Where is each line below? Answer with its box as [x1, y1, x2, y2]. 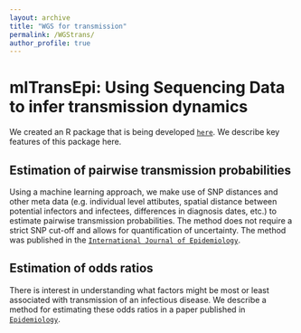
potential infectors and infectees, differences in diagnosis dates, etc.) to [9, 205, 277, 216]
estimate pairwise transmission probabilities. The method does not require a [9, 215, 293, 226]
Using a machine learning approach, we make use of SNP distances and [9, 186, 278, 197]
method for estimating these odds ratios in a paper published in [9, 304, 246, 315]
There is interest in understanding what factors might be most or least [9, 284, 269, 295]
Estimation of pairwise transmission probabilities [9, 162, 292, 177]
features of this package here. [9, 137, 122, 147]
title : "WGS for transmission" [9, 22, 127, 31]
